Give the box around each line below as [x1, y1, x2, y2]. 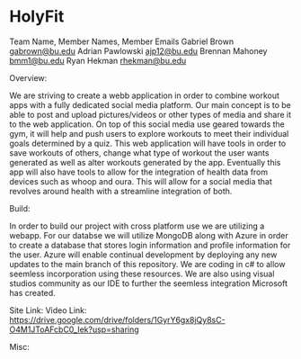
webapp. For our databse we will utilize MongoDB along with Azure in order [9, 229, 289, 240]
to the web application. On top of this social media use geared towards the [9, 119, 285, 130]
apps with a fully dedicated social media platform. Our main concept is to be [9, 99, 292, 110]
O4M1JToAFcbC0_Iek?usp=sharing [9, 324, 139, 335]
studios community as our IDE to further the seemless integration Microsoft [9, 277, 288, 289]
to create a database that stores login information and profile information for [9, 239, 291, 250]
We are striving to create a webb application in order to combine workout [9, 90, 280, 101]
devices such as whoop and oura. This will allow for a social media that [9, 175, 272, 186]
